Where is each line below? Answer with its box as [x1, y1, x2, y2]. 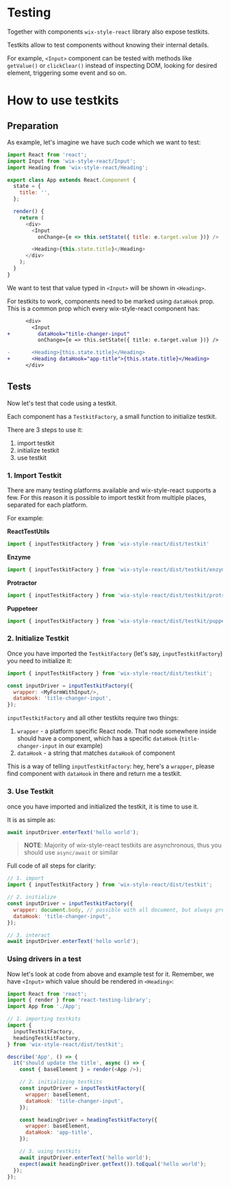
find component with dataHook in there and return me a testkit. [7, 769, 182, 778]
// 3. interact [7, 931, 51, 939]
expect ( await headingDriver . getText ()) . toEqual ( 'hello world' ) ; [19, 1160, 207, 1167]
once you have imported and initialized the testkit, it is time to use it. [7, 802, 199, 811]
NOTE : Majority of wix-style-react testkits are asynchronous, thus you [23, 841, 222, 850]
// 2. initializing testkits [19, 1079, 103, 1086]
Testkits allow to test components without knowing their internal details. [7, 40, 209, 49]
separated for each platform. [7, 501, 88, 509]
